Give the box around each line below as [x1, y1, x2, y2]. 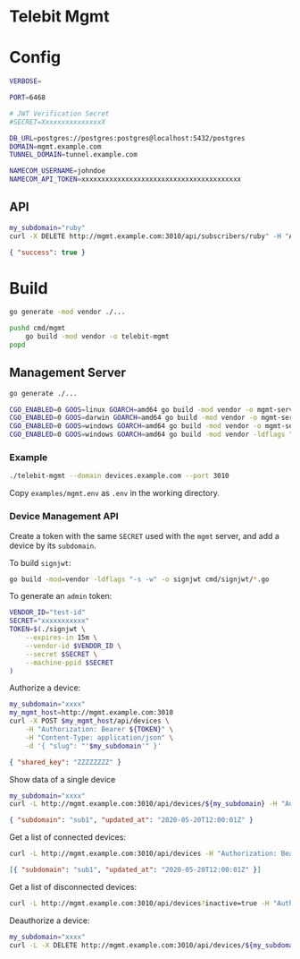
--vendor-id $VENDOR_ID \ [25, 641, 122, 650]
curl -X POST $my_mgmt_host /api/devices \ [9, 716, 170, 726]
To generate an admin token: [9, 591, 112, 602]
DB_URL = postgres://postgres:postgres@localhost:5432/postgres [9, 133, 246, 142]
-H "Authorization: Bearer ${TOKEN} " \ [25, 725, 174, 734]
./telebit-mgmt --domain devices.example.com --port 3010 [9, 472, 229, 481]
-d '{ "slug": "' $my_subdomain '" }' [25, 741, 162, 750]
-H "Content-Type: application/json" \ [25, 732, 174, 742]
